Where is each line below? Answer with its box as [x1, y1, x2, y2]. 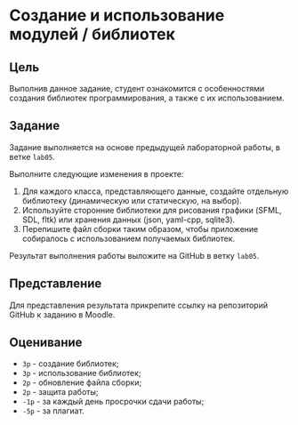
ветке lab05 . [9, 151, 56, 162]
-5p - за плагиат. [21, 405, 85, 416]
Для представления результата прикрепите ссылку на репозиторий [9, 300, 269, 310]
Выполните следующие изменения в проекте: [9, 168, 184, 179]
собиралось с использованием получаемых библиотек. [21, 233, 236, 244]
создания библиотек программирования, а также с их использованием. [9, 92, 285, 103]
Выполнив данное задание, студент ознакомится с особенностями [9, 84, 265, 93]
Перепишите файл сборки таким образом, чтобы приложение [21, 223, 259, 234]
